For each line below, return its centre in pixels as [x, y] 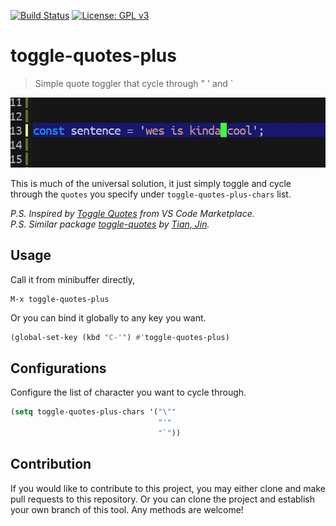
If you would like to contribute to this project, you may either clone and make [168, 488]
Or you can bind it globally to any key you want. [108, 317]
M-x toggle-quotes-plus [60, 299]
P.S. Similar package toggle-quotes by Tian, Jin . [110, 224]
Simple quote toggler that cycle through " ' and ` [134, 83]
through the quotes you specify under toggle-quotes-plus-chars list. [151, 194]
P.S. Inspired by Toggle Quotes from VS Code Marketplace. [132, 213]
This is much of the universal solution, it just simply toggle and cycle [151, 183]
